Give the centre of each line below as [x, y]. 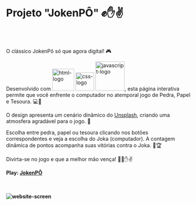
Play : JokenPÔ [24, 172]
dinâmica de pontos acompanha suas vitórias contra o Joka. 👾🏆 [84, 145]
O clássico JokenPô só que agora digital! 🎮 [59, 51]
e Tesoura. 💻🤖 [24, 101]
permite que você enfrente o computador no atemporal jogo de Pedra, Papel [98, 95]
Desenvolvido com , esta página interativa [93, 88]
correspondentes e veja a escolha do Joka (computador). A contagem [91, 138]
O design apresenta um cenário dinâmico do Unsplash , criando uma [88, 115]
